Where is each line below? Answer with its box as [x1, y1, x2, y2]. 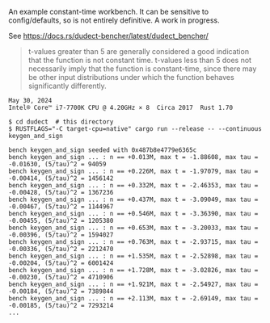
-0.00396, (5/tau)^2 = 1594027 [8, 231, 114, 239]
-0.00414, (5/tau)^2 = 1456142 [8, 174, 114, 182]
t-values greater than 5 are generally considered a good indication [27, 47, 249, 56]
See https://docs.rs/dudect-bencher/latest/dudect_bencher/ [8, 31, 209, 40]
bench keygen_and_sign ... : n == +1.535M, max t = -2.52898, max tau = [8, 252, 259, 260]
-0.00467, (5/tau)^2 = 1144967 [8, 203, 114, 211]
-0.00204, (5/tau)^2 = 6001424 [8, 259, 114, 267]
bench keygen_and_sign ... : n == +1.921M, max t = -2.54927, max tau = [8, 280, 259, 288]
